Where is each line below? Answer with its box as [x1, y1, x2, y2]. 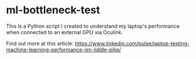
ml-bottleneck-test [6, 3, 101, 17]
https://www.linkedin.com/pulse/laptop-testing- [75, 40, 190, 47]
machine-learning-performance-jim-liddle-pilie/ [6, 46, 121, 53]
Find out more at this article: [6, 40, 74, 47]
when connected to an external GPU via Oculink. [6, 28, 123, 35]
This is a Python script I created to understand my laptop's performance [6, 23, 180, 30]
